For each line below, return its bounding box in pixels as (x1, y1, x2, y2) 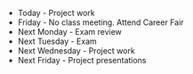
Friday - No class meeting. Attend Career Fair (17, 17, 184, 28)
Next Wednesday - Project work (17, 45, 135, 56)
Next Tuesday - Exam (17, 36, 98, 46)
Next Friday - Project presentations (17, 55, 147, 65)
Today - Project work (17, 8, 95, 18)
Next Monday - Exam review (17, 27, 123, 37)
